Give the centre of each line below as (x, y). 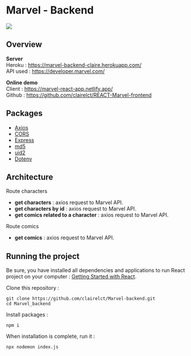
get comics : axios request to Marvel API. (64, 238)
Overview (24, 45)
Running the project (43, 256)
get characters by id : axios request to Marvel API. (75, 209)
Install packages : (27, 315)
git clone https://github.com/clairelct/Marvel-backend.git (81, 299)
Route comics (22, 226)
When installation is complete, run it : (51, 336)
